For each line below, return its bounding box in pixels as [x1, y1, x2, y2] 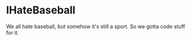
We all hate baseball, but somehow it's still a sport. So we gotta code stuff [6, 23, 185, 30]
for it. [6, 29, 19, 36]
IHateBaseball [6, 4, 76, 17]
